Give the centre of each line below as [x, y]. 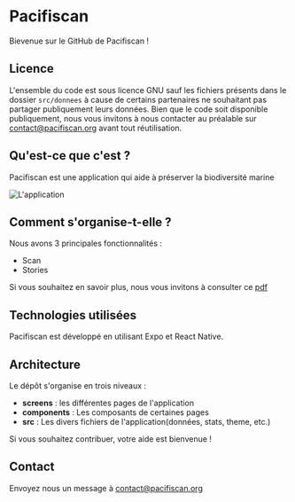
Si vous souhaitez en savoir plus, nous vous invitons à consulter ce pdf [139, 287]
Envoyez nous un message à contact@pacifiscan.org [106, 488]
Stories [35, 270]
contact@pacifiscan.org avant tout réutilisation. [96, 128]
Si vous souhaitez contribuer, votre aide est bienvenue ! [111, 439]
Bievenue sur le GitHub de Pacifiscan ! [79, 41]
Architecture [45, 364]
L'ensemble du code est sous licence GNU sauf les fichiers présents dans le [148, 90]
